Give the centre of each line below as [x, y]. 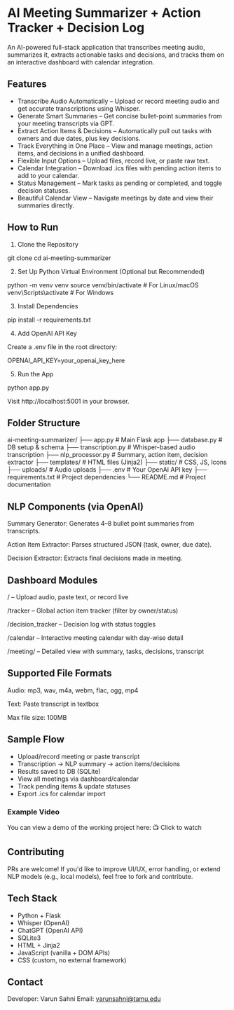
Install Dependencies [48, 306]
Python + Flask [39, 915]
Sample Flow [36, 740]
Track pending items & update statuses [74, 786]
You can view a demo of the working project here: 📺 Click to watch [104, 827]
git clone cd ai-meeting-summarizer [59, 258]
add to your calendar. [48, 175]
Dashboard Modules [53, 580]
